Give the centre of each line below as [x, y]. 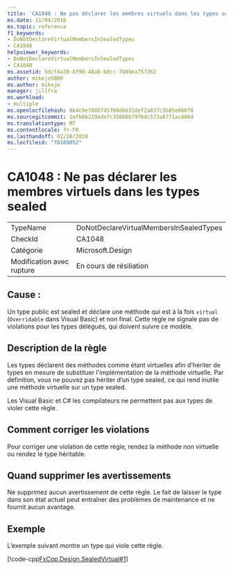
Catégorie [27, 251]
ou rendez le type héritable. [47, 454]
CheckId [24, 239]
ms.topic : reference [37, 26]
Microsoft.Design [104, 251]
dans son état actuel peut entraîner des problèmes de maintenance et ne [111, 500]
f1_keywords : [26, 33]
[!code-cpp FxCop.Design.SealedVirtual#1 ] [68, 559]
